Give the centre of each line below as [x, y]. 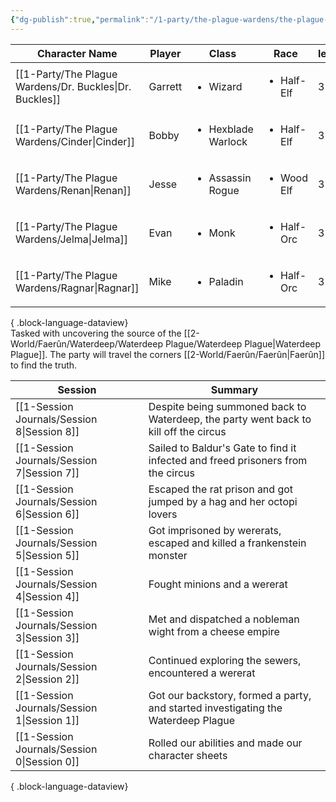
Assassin [230, 178]
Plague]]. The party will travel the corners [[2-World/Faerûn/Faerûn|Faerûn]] [168, 354]
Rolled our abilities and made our [225, 743]
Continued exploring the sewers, [225, 660]
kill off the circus [187, 431]
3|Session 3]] [47, 638]
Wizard [225, 86]
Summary [234, 389]
